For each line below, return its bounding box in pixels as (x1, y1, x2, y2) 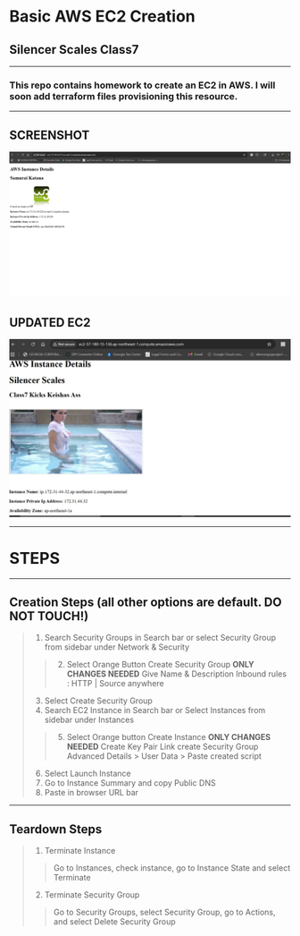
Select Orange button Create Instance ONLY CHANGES (66, 732, 271, 743)
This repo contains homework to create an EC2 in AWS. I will (9, 79, 276, 91)
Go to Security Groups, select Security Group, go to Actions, (53, 906, 276, 918)
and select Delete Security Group (53, 916, 176, 927)
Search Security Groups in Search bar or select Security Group (44, 633, 277, 643)
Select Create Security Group (44, 695, 154, 706)
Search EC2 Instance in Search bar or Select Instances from (44, 705, 266, 716)
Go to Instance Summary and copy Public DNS (44, 778, 216, 788)
